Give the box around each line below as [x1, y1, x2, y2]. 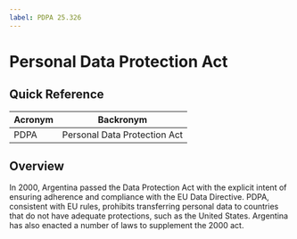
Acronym [13, 113, 54, 126]
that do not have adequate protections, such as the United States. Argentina [9, 210, 288, 221]
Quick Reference [9, 87, 104, 103]
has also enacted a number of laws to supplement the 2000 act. [9, 220, 244, 231]
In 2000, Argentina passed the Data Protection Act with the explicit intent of [9, 182, 287, 193]
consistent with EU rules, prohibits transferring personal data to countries [9, 202, 279, 212]
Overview [9, 159, 65, 174]
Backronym [97, 113, 148, 126]
